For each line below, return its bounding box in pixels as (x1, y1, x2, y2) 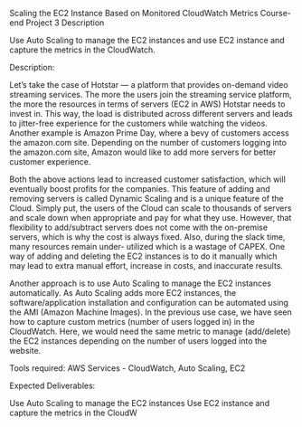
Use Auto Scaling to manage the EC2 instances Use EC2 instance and (9, 398, 269, 408)
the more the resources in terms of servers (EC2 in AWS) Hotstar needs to (9, 99, 286, 109)
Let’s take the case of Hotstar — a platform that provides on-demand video (9, 80, 288, 90)
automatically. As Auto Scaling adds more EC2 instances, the (9, 288, 237, 298)
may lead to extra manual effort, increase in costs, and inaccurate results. (9, 261, 283, 270)
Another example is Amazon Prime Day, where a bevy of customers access (9, 128, 289, 138)
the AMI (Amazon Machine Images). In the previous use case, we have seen (9, 307, 292, 318)
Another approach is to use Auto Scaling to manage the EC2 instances (9, 278, 271, 289)
